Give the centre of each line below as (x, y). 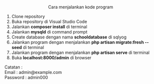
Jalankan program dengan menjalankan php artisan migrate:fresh (78, 42)
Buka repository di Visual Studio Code (49, 22)
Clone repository (28, 16)
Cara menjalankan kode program (81, 7)
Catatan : (14, 67)
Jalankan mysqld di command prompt (49, 32)
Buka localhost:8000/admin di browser (51, 58)
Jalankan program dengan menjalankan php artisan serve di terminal (81, 52)
